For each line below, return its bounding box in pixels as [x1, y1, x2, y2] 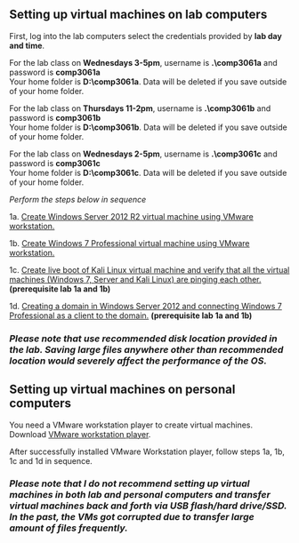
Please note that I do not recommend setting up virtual [9, 477, 251, 490]
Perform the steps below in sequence [9, 194, 147, 204]
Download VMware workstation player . [9, 428, 151, 439]
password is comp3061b [9, 112, 101, 123]
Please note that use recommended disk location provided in [9, 332, 278, 345]
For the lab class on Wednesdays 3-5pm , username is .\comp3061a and [9, 57, 278, 68]
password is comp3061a [9, 67, 101, 77]
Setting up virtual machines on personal [9, 382, 236, 397]
